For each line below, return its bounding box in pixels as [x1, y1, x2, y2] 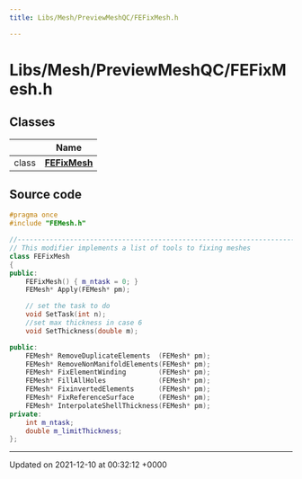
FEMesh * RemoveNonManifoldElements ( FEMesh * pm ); [25, 359, 211, 368]
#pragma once [9, 210, 58, 220]
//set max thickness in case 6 [25, 318, 143, 328]
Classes [9, 114, 56, 130]
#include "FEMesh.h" [9, 219, 87, 228]
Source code [9, 187, 83, 202]
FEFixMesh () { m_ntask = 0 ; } [25, 277, 139, 286]
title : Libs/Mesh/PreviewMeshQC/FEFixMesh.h [9, 13, 179, 22]
